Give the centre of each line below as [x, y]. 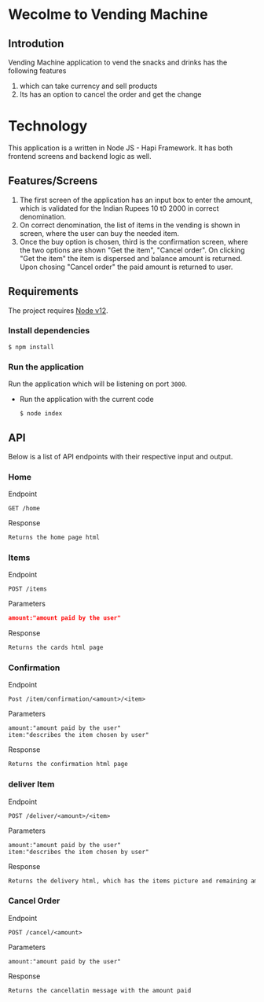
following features [37, 71]
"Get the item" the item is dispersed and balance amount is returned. [131, 258]
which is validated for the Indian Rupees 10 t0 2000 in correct [119, 208]
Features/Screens [53, 181]
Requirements [43, 291]
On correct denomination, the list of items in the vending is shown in [130, 225]
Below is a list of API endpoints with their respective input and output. [121, 456]
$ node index [41, 414]
